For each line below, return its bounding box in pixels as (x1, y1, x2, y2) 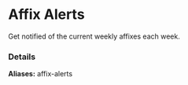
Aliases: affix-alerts (8, 69, 73, 79)
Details (8, 51, 36, 62)
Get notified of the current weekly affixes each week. (8, 31, 181, 41)
